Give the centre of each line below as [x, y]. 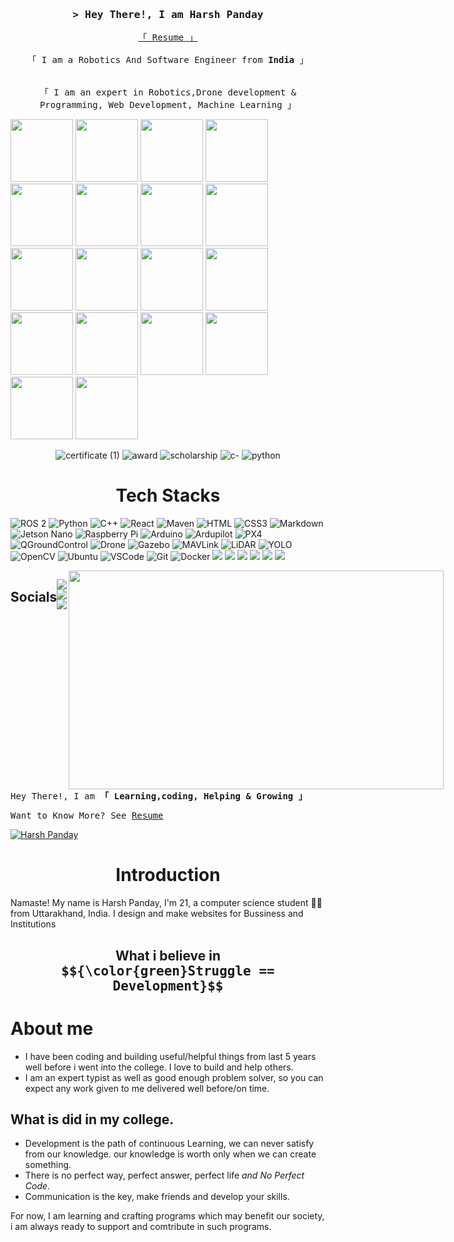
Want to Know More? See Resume [87, 816]
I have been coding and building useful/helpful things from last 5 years [170, 1056]
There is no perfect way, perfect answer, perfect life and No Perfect [164, 1175]
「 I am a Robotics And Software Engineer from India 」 [168, 60]
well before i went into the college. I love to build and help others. [159, 1067]
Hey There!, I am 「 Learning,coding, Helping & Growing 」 [159, 796]
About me [52, 1028]
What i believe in [168, 955]
